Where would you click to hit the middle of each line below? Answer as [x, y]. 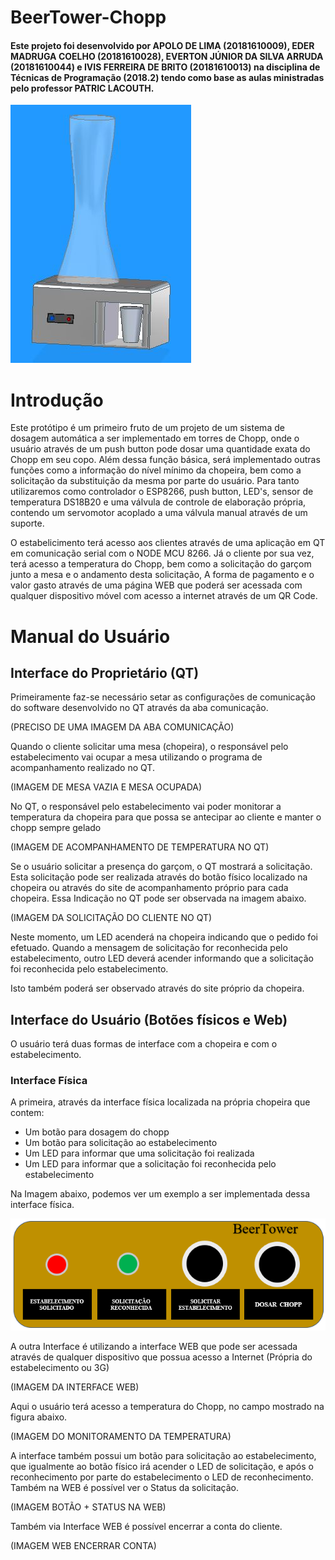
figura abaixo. [39, 1417]
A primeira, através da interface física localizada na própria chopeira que [160, 1102]
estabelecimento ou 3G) [60, 1368]
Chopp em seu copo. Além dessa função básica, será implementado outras [165, 460]
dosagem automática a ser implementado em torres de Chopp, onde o [155, 438]
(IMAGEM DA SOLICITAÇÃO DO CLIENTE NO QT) [111, 918]
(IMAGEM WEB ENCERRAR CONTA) [83, 1546]
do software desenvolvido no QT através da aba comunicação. [139, 708]
